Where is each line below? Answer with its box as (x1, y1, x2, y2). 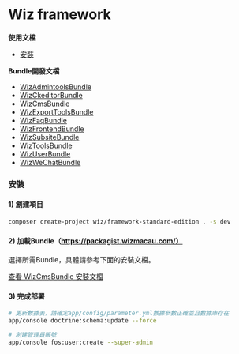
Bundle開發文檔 (8, 66, 60, 76)
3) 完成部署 (8, 291, 45, 301)
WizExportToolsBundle (19, 107, 94, 116)
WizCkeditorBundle (19, 90, 83, 100)
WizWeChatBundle (19, 157, 81, 167)
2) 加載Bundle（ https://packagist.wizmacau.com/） (8, 235, 183, 246)
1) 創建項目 (8, 200, 43, 209)
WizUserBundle (19, 149, 71, 159)
